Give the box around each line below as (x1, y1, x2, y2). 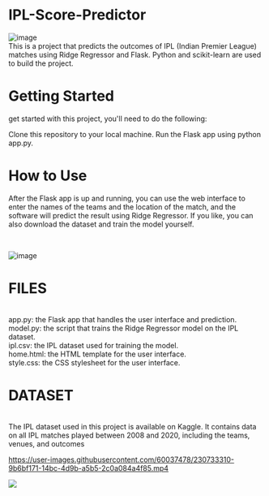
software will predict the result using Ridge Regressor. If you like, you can (8, 210, 254, 220)
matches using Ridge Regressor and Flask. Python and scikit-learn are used (8, 50, 262, 59)
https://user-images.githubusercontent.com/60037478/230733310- (8, 455, 235, 464)
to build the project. (8, 58, 75, 68)
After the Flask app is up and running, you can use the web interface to (8, 193, 246, 203)
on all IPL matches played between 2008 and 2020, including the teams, (8, 430, 250, 440)
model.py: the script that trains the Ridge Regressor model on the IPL (8, 323, 239, 333)
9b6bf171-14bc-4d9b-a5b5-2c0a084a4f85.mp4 (8, 463, 169, 472)
